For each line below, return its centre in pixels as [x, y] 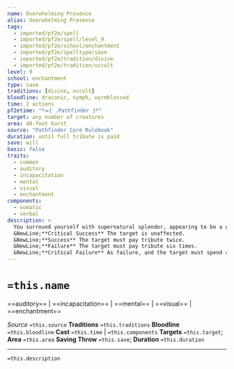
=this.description [34, 359]
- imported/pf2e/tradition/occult [63, 65]
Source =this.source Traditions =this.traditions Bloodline [93, 325]
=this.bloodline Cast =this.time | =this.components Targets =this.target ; [115, 331]
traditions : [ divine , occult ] [51, 91]
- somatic [28, 208]
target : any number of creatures [56, 117]
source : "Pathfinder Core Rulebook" [60, 130]
